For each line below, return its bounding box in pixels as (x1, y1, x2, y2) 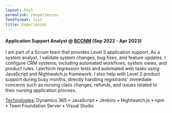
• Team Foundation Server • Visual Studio (5, 103, 94, 109)
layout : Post (5, 7, 33, 13)
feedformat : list (5, 17, 43, 22)
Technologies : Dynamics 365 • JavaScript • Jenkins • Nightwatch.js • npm (5, 97, 165, 103)
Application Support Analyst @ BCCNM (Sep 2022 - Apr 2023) (5, 37, 142, 44)
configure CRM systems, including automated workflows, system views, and (5, 60, 167, 66)
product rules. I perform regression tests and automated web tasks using (5, 65, 160, 72)
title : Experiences (5, 22, 47, 27)
